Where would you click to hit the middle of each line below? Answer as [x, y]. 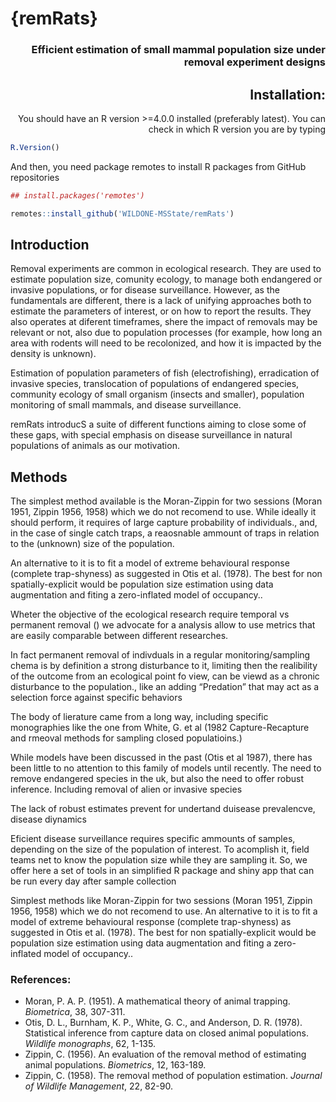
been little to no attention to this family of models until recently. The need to [166, 768]
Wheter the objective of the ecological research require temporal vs [150, 614]
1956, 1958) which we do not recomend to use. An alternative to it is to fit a [164, 911]
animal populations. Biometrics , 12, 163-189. [115, 1065]
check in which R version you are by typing [237, 129]
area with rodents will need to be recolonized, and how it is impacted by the [166, 343]
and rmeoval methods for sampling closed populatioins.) [126, 738]
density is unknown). [53, 354]
